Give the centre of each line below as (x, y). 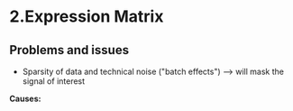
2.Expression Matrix (87, 17)
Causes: (25, 98)
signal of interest (54, 81)
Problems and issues (69, 50)
